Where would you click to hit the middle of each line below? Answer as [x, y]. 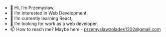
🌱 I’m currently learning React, [41, 18]
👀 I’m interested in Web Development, [49, 13]
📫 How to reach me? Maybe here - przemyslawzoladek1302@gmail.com [85, 29]
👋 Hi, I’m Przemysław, [32, 8]
